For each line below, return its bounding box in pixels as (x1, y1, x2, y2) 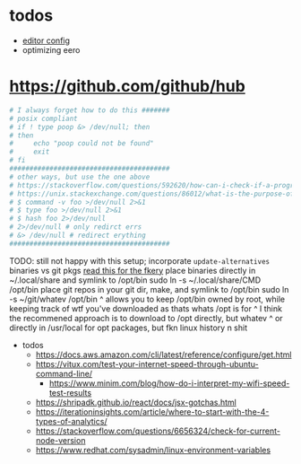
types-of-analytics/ (35, 416, 107, 426)
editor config (21, 35, 70, 46)
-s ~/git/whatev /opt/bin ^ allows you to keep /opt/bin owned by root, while (9, 293, 286, 304)
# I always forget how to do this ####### (9, 105, 170, 115)
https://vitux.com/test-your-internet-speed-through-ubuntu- (35, 358, 260, 369)
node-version (35, 434, 86, 445)
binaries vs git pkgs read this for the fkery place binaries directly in (9, 265, 256, 276)
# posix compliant (9, 114, 78, 123)
